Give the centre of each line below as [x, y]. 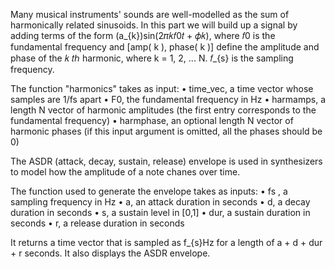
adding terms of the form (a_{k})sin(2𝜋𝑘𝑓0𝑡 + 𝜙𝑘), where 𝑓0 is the [143, 35]
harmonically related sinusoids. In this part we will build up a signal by [154, 25]
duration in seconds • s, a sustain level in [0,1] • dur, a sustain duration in [160, 212]
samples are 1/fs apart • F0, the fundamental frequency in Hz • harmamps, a [168, 99]
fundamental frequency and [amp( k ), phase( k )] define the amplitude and [165, 47]
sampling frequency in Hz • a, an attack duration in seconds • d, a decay [160, 202]
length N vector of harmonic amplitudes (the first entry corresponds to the [163, 110]
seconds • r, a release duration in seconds [97, 223]
